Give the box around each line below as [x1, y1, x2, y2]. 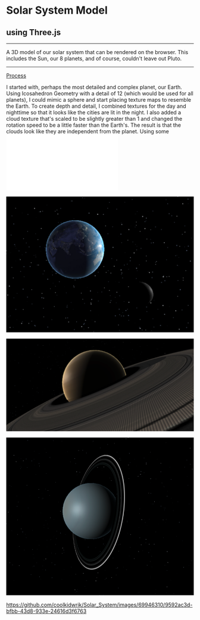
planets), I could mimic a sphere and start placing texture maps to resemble [6, 96, 192, 103]
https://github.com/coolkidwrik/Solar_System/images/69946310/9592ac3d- [6, 602, 193, 609]
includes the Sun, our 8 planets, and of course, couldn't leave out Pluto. [6, 55, 182, 62]
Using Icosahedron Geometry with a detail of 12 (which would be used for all [6, 90, 193, 97]
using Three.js [6, 27, 61, 37]
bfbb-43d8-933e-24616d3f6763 [6, 608, 87, 615]
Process [6, 72, 27, 79]
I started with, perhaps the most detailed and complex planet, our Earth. [6, 84, 183, 90]
